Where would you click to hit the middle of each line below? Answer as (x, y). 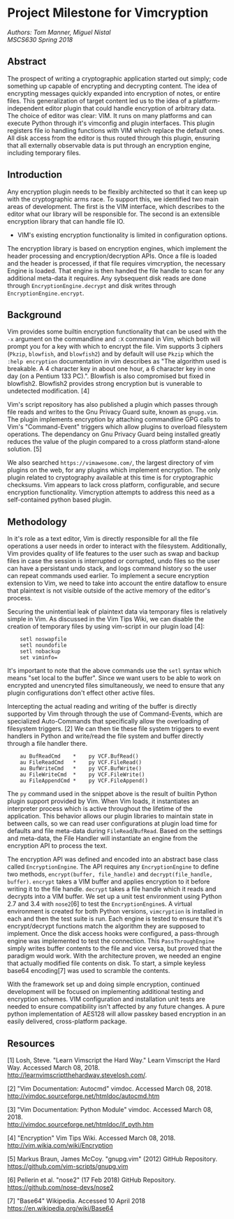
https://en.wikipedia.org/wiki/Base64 (60, 1208)
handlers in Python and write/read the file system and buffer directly (105, 736)
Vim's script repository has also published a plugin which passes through (113, 405)
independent (25, 108)
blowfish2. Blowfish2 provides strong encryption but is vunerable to (105, 384)
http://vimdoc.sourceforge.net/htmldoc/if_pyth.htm (81, 1124)
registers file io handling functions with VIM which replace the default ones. (116, 130)
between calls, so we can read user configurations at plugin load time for (112, 823)
